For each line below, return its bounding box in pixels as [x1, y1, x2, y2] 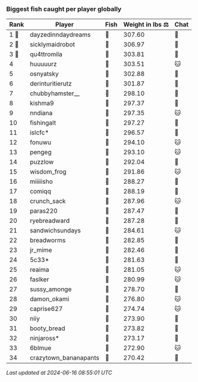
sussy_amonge [29, 285, 72, 293]
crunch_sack [29, 197, 66, 205]
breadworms [29, 236, 66, 245]
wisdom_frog [29, 168, 67, 176]
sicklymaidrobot [29, 40, 75, 49]
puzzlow [29, 158, 54, 166]
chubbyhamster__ [29, 89, 80, 98]
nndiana [29, 109, 53, 117]
